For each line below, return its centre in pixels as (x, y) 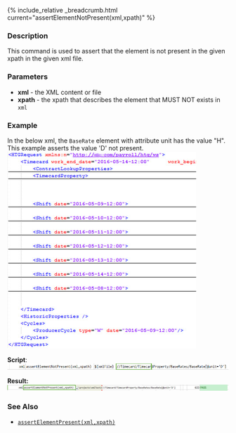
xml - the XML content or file (59, 92)
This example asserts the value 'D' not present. (76, 148)
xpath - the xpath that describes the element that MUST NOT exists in (119, 99)
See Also (23, 406)
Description (28, 36)
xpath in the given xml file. (45, 58)
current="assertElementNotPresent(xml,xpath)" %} (81, 18)
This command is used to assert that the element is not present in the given (116, 51)
